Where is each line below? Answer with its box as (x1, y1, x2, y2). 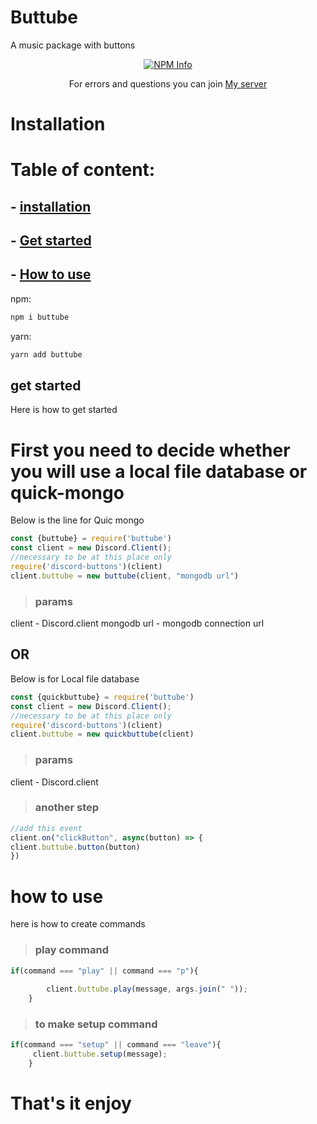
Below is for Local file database (10, 672, 140, 685)
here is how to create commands (10, 918, 146, 930)
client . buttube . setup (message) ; (32, 1049, 168, 1060)
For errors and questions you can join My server (68, 77, 268, 90)
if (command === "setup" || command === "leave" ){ (10, 1040, 222, 1050)
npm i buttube (10, 312, 70, 322)
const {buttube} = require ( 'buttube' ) (10, 534, 172, 544)
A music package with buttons (10, 39, 136, 51)
